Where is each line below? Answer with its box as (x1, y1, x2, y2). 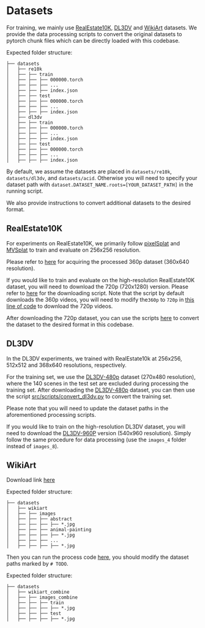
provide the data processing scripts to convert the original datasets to (6, 30, 182, 37)
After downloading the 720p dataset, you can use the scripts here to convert (6, 314, 199, 321)
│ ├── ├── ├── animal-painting (6, 527, 92, 533)
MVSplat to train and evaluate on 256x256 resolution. (6, 246, 141, 253)
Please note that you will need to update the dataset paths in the (6, 405, 169, 412)
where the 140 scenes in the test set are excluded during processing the (6, 379, 188, 387)
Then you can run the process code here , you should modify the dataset (6, 553, 189, 561)
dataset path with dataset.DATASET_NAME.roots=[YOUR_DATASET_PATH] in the (6, 181, 193, 188)
